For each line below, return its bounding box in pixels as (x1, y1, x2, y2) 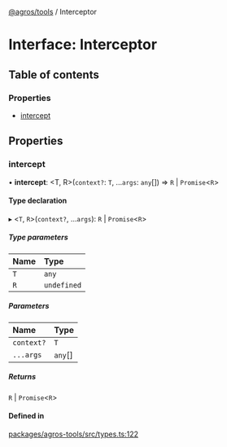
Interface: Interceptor (8, 36, 157, 54)
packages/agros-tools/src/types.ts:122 (8, 429, 139, 439)
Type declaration (8, 195, 68, 206)
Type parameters (8, 232, 68, 243)
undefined (43, 280, 82, 290)
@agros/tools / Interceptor (8, 7, 98, 16)
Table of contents (8, 68, 99, 81)
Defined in (8, 411, 45, 421)
